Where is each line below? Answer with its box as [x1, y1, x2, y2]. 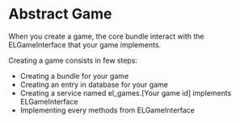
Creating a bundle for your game [19, 71, 129, 80]
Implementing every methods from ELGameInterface [19, 105, 196, 115]
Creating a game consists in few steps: [8, 55, 138, 65]
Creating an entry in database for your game [19, 80, 168, 89]
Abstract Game [8, 5, 112, 23]
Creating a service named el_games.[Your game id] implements [19, 88, 232, 97]
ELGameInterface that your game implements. [8, 39, 162, 49]
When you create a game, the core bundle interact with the [8, 31, 204, 41]
